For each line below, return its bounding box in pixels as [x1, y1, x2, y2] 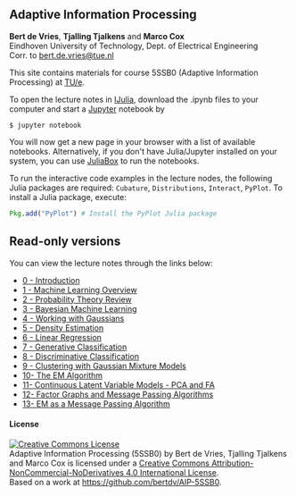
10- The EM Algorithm [21, 370, 103, 381]
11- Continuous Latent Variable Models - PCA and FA [21, 379, 216, 390]
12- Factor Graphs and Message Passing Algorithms [21, 389, 214, 399]
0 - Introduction [21, 274, 80, 285]
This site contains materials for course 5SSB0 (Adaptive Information [9, 67, 259, 78]
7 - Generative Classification [21, 341, 127, 352]
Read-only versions [9, 234, 121, 249]
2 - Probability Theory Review [21, 294, 132, 305]
